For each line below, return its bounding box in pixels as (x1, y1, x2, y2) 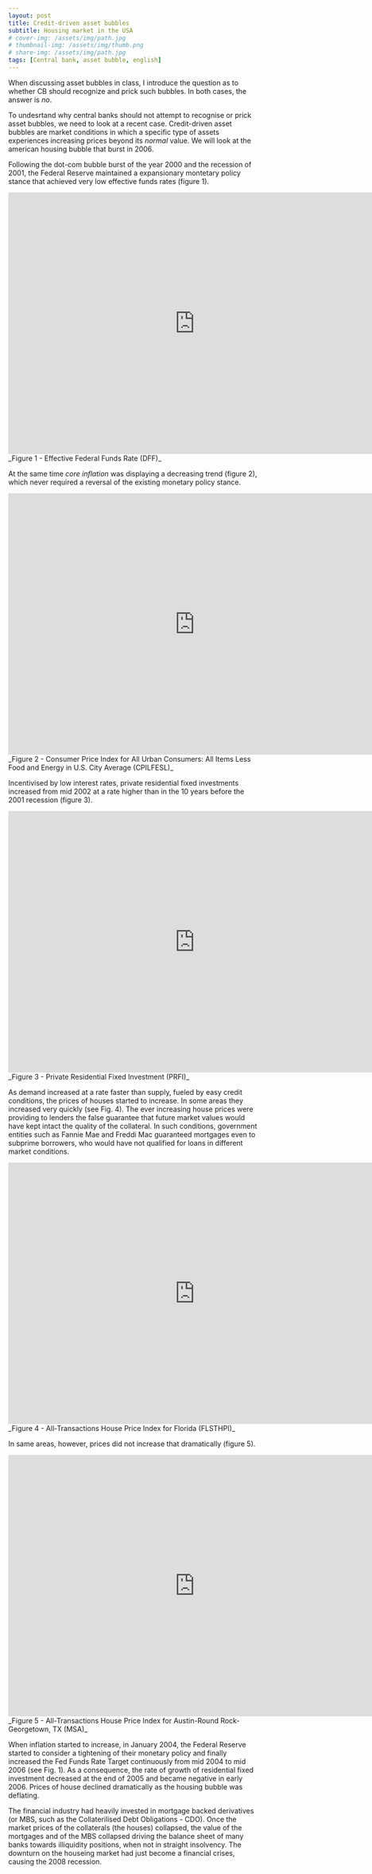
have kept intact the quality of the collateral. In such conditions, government (8, 1121, 258, 1131)
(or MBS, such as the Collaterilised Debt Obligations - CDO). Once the (8, 1814, 237, 1824)
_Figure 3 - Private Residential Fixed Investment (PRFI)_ (8, 1072, 190, 1081)
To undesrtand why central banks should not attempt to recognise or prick (8, 110, 252, 120)
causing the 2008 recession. (8, 1856, 102, 1866)
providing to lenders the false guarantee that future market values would (8, 1112, 246, 1122)
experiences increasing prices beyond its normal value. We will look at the (8, 135, 252, 145)
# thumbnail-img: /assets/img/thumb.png (8, 41, 145, 49)
